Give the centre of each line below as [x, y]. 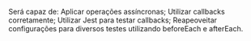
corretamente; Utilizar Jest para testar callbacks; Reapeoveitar [113, 20]
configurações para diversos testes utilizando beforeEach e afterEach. [126, 29]
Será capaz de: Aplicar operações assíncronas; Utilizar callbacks [117, 12]
